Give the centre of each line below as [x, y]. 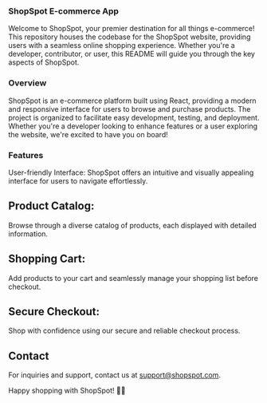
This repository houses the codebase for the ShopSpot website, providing [130, 37]
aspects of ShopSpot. [44, 62]
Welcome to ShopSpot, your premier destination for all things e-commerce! [132, 29]
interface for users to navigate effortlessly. [78, 180]
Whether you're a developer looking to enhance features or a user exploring [133, 126]
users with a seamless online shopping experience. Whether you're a [122, 45]
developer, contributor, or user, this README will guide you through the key [132, 54]
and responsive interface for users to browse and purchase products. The [130, 109]
